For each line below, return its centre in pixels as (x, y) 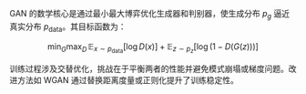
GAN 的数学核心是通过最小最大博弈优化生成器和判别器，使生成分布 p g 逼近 (149, 15)
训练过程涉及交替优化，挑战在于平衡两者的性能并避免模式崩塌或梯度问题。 (149, 68)
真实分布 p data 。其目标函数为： (68, 27)
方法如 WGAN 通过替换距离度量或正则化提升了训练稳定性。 (128, 79)
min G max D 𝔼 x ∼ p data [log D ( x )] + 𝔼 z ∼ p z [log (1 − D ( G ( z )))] (153, 47)
